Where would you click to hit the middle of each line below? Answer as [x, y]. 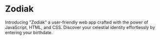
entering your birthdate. [29, 32]
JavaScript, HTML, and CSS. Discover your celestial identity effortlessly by [80, 27]
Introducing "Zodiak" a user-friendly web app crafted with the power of [77, 22]
